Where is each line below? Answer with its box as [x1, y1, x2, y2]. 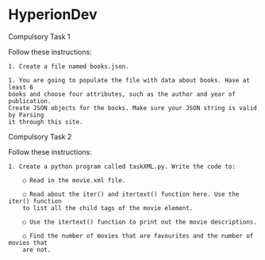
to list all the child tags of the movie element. [22, 204, 194, 212]
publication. [8, 97, 52, 105]
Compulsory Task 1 [8, 32, 71, 41]
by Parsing [8, 111, 44, 119]
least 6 [8, 83, 34, 91]
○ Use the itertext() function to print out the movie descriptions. [22, 218, 258, 226]
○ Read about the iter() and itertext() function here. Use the [22, 190, 240, 198]
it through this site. [8, 117, 83, 126]
